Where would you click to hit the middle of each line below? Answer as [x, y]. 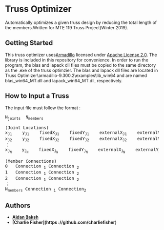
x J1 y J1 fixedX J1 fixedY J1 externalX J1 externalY [83, 134]
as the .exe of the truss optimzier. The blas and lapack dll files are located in [82, 70]
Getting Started [29, 43]
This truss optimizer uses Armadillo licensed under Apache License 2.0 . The [81, 55]
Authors [18, 205]
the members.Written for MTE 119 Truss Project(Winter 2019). [67, 27]
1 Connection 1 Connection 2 [42, 172]
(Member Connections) [31, 161]
